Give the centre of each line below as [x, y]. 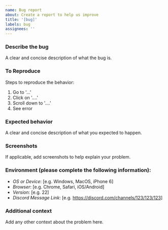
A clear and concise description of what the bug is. [59, 58]
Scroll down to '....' [32, 103]
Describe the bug [27, 47]
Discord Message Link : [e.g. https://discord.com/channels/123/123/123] [88, 197]
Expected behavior [29, 121]
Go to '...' [22, 92]
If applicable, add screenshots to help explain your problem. [68, 157]
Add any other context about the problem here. [55, 222]
